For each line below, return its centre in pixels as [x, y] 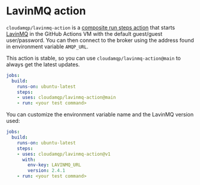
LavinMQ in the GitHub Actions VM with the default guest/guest [84, 33]
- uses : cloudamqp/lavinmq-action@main [67, 98]
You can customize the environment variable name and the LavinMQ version [100, 115]
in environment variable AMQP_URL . [47, 47]
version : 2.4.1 [47, 171]
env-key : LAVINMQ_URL [55, 165]
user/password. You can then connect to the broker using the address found [100, 40]
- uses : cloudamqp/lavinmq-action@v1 [64, 154]
